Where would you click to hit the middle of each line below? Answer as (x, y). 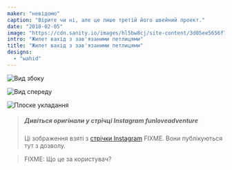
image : (17, 33)
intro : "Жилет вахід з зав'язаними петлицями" (75, 39)
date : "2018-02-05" (35, 26)
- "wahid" (27, 59)
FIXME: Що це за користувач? (68, 159)
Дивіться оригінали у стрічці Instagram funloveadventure (111, 121)
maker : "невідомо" (33, 13)
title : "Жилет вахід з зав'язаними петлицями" (75, 46)
